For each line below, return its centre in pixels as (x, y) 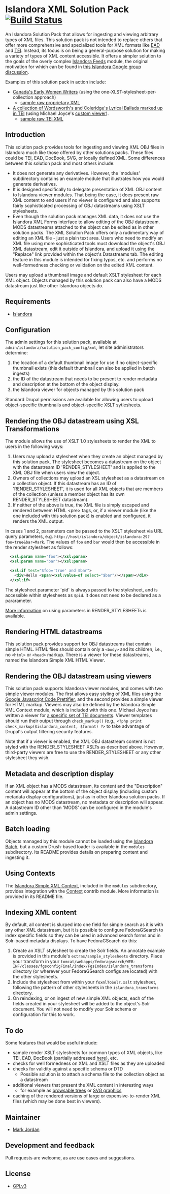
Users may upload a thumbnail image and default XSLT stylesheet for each (83, 275)
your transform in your (36, 962)
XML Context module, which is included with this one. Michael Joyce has (82, 710)
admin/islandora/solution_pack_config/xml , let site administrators (75, 347)
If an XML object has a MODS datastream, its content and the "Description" (84, 786)
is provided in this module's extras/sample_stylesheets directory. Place (87, 956)
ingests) (21, 374)
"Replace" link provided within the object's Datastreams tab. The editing (88, 254)
